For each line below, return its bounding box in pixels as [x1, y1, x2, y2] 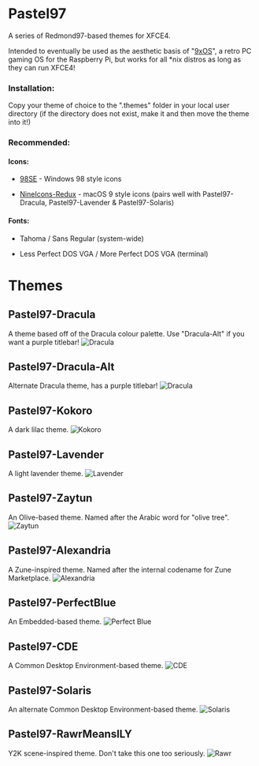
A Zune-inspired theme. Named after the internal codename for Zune [8, 565, 232, 574]
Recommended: [8, 137, 71, 148]
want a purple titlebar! [8, 337, 80, 347]
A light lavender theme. [8, 469, 84, 478]
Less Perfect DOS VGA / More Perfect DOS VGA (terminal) [19, 249, 209, 258]
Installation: [8, 82, 55, 93]
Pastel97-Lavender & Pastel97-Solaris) [48, 198, 175, 208]
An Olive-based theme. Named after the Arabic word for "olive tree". [8, 513, 230, 522]
